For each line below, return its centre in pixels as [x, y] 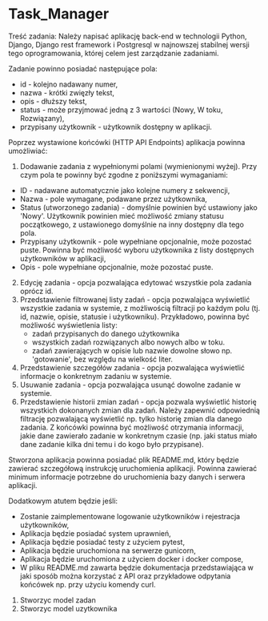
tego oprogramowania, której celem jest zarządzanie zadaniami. [114, 53]
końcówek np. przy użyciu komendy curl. [88, 584]
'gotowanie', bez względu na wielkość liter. [102, 359]
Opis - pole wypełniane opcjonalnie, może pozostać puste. [116, 267]
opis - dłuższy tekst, [54, 101]
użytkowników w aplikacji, [63, 258]
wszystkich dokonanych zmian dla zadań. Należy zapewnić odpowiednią [140, 410]
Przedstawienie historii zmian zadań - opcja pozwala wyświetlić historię [138, 401]
